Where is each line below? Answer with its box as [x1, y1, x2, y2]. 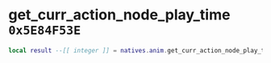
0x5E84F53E [8, 23, 81, 38]
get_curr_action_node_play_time [8, 6, 231, 24]
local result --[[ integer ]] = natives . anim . [8, 46, 168, 54]
